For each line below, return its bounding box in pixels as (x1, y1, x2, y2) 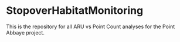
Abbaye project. (6, 29, 45, 36)
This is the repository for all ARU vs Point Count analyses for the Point (6, 23, 175, 30)
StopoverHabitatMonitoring (6, 4, 144, 17)
